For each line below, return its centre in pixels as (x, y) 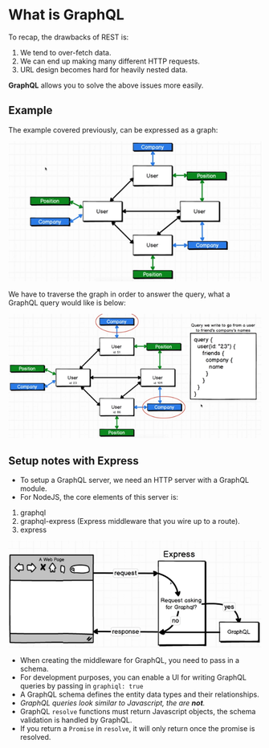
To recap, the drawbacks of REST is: (69, 37)
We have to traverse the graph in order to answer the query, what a (119, 294)
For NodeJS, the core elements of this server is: (99, 497)
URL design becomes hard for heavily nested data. (104, 69)
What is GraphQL (66, 15)
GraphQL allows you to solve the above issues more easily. (106, 85)
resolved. (35, 737)
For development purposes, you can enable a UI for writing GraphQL (133, 677)
